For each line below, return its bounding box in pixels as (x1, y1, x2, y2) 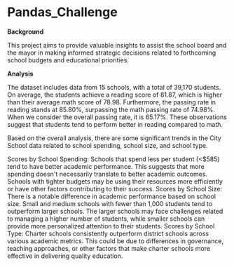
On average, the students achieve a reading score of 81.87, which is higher (7, 90, 223, 99)
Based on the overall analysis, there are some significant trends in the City (7, 134, 222, 142)
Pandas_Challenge (7, 4, 118, 20)
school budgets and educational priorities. (7, 55, 130, 64)
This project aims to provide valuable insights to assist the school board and (7, 41, 227, 49)
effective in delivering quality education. (7, 252, 123, 260)
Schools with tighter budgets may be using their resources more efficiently (7, 177, 223, 186)
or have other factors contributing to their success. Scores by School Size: (7, 184, 223, 193)
